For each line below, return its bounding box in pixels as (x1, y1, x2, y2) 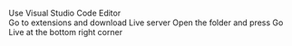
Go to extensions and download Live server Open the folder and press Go (8, 17, 284, 28)
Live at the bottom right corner (8, 27, 123, 37)
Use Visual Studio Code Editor (8, 8, 122, 18)
